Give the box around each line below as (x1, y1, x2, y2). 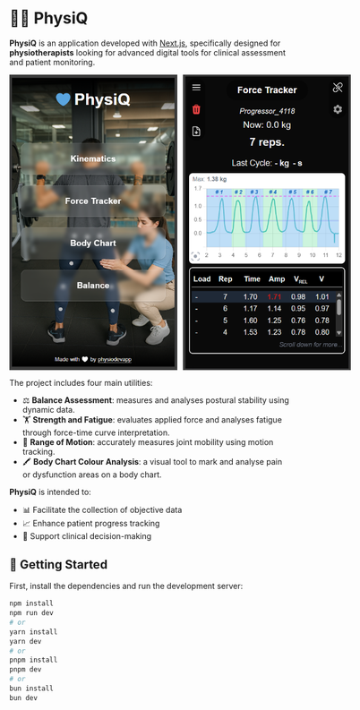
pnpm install (9, 655, 58, 665)
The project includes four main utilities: (9, 378, 153, 389)
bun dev (9, 693, 39, 702)
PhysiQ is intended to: (9, 487, 91, 498)
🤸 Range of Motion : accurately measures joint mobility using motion (21, 437, 274, 448)
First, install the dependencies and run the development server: (9, 581, 244, 592)
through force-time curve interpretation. (21, 427, 170, 438)
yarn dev (9, 637, 42, 646)
